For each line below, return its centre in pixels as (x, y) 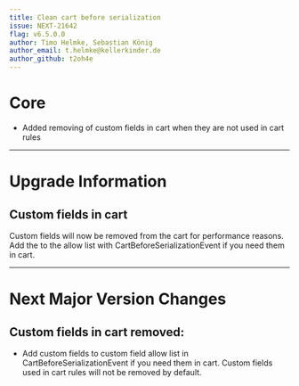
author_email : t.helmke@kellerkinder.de (85, 51)
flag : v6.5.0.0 (37, 34)
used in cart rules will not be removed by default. (112, 372)
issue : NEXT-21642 (43, 26)
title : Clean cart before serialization (85, 17)
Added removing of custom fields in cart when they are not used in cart (153, 127)
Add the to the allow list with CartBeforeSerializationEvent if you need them (147, 245)
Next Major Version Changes (118, 299)
